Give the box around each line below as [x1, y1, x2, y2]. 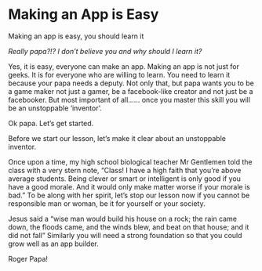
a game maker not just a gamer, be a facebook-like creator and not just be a [8, 86, 253, 96]
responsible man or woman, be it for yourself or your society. [8, 198, 206, 208]
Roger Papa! [8, 254, 49, 263]
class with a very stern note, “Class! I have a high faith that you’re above [8, 165, 242, 175]
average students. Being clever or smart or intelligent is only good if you [8, 174, 242, 183]
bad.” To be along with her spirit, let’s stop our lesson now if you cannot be [8, 190, 250, 200]
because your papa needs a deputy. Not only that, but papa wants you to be [8, 78, 255, 88]
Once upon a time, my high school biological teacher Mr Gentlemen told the [8, 157, 253, 166]
